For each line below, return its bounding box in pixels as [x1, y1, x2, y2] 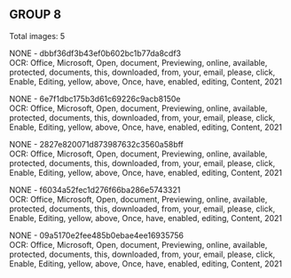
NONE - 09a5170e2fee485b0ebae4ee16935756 [9, 230, 185, 241]
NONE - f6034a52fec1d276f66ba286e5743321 [9, 184, 181, 195]
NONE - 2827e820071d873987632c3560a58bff [9, 139, 185, 149]
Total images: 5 [9, 30, 66, 41]
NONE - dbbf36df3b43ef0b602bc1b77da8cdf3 [9, 48, 182, 59]
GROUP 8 [9, 7, 62, 22]
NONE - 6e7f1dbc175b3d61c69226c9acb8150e [9, 93, 181, 104]
